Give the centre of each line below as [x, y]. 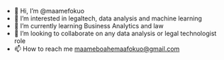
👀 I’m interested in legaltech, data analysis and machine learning [108, 18]
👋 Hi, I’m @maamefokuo [49, 11]
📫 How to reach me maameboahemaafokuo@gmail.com [97, 49]
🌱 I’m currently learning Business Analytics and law [89, 26]
